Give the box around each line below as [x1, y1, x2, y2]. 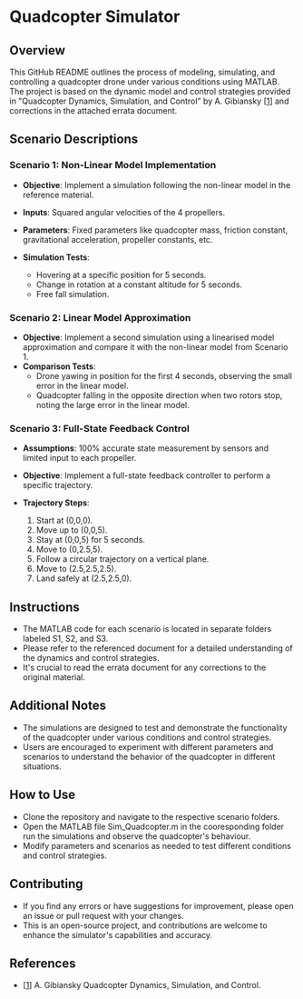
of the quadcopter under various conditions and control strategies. [22, 732, 272, 743]
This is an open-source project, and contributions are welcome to [22, 920, 268, 931]
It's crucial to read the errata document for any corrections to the [22, 662, 267, 674]
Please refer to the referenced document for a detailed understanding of [22, 643, 293, 654]
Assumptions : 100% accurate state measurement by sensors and [22, 443, 269, 454]
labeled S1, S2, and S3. [22, 634, 109, 644]
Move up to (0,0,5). [35, 524, 108, 535]
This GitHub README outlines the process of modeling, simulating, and [9, 66, 276, 77]
